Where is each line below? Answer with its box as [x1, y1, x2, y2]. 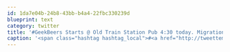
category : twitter [7, 22, 60, 29]
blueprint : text [7, 16, 53, 23]
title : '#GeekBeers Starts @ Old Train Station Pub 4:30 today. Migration [7, 28, 225, 36]
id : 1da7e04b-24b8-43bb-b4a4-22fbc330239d [7, 9, 130, 17]
